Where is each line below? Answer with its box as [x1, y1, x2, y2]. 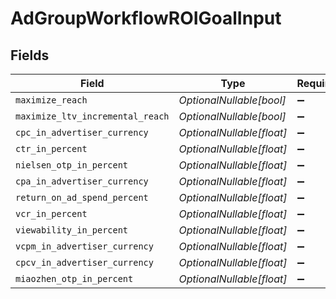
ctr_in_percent [15, 143, 88, 154]
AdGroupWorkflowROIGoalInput [10, 7, 282, 30]
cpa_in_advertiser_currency [15, 176, 149, 187]
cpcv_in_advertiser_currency [15, 257, 154, 268]
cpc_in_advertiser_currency [15, 127, 149, 138]
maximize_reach [15, 95, 88, 106]
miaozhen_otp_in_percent [15, 273, 134, 284]
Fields [10, 47, 50, 64]
